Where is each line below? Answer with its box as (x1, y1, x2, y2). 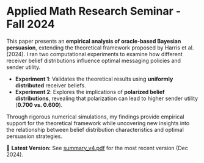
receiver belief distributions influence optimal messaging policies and (6, 57, 181, 64)
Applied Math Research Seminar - (6, 4, 181, 18)
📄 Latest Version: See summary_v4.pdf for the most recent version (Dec (6, 144, 188, 151)
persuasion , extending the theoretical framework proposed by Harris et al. (6, 44, 194, 51)
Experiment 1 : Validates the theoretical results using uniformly (15, 75, 173, 82)
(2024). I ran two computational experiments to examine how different (6, 50, 183, 57)
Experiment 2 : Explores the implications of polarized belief (15, 88, 165, 95)
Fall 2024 (6, 17, 55, 31)
